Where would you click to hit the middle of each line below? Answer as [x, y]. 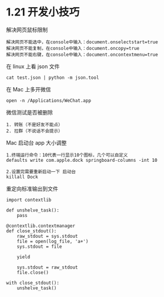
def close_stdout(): [32, 231]
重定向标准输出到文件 [32, 189]
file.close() [33, 272]
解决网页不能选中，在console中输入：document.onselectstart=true [82, 42]
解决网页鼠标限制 [27, 30]
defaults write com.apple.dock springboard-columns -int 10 [82, 160]
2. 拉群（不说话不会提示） [35, 131]
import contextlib [29, 200]
